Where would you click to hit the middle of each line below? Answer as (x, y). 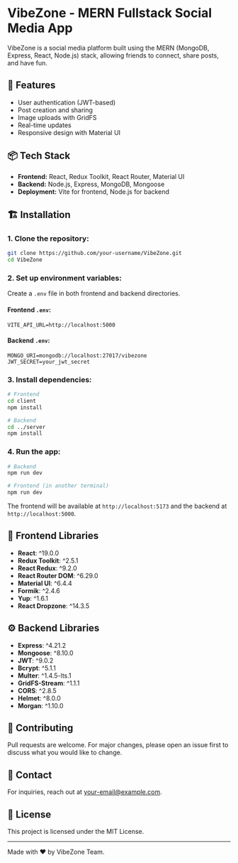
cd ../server (27, 427)
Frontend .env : (29, 310)
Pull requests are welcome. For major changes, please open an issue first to (118, 745)
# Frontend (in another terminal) (58, 486)
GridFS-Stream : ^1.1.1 (49, 683)
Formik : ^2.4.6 (39, 590)
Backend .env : (29, 341)
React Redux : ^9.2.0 (47, 568)
